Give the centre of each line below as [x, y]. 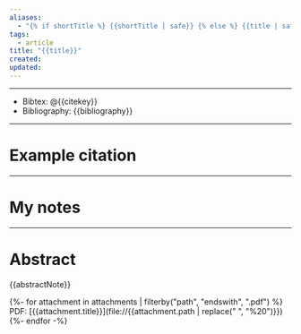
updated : [26, 68]
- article [35, 43]
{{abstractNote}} [40, 284]
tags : [19, 34]
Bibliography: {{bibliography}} [77, 111]
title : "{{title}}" [46, 51]
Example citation [73, 155]
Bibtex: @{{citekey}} [60, 101]
